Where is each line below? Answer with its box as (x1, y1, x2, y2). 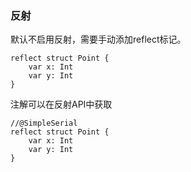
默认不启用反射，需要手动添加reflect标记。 (10, 33, 187, 46)
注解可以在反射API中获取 (10, 98, 113, 111)
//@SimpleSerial (10, 118, 78, 129)
